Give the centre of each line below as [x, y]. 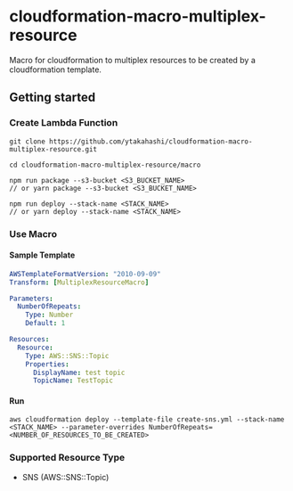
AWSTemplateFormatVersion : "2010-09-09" [85, 274]
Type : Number [49, 315]
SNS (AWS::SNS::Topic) [65, 477]
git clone [28, 141]
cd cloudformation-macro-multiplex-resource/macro [105, 165]
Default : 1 [45, 323]
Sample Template [42, 255]
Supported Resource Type [67, 458]
